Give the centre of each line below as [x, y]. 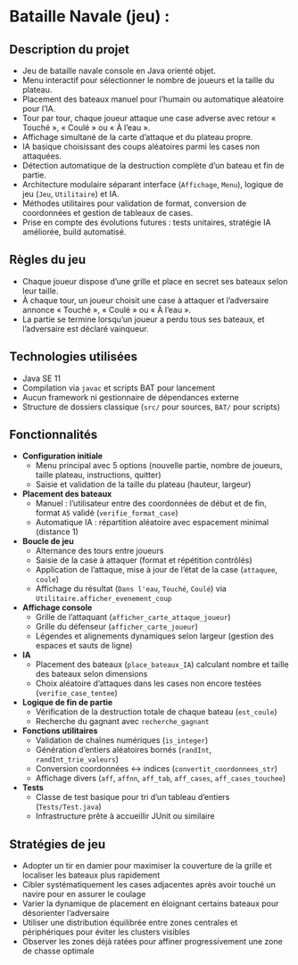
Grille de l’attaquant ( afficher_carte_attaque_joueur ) [133, 617]
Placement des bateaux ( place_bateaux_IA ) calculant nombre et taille [162, 664]
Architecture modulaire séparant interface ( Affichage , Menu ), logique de [153, 184]
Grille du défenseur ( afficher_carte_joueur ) [117, 627]
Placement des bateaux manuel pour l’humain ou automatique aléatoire [153, 99]
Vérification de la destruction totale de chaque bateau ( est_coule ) [156, 712]
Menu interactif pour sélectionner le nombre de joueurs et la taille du [148, 80]
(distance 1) [57, 532]
